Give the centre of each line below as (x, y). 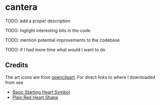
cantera (21, 7)
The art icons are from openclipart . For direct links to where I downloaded (80, 77)
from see (14, 82)
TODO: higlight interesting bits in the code (48, 30)
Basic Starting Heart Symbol (41, 92)
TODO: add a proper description (38, 21)
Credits (17, 65)
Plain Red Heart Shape (35, 97)
